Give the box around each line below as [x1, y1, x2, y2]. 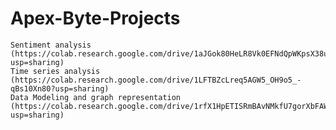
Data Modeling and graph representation [10, 92, 182, 102]
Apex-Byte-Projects [10, 7, 181, 30]
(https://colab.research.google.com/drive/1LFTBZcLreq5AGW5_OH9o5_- [10, 75, 302, 85]
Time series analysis [10, 66, 101, 76]
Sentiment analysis [10, 40, 92, 50]
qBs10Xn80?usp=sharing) [10, 83, 110, 94]
